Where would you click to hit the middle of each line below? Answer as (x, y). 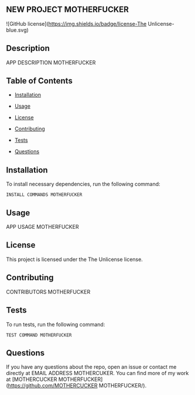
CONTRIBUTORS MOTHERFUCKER (48, 291)
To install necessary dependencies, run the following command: (83, 184)
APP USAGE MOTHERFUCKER (42, 227)
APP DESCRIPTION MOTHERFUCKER (51, 62)
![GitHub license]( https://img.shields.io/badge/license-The (76, 23)
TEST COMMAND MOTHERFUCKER (39, 335)
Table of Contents (40, 81)
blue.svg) (18, 30)
